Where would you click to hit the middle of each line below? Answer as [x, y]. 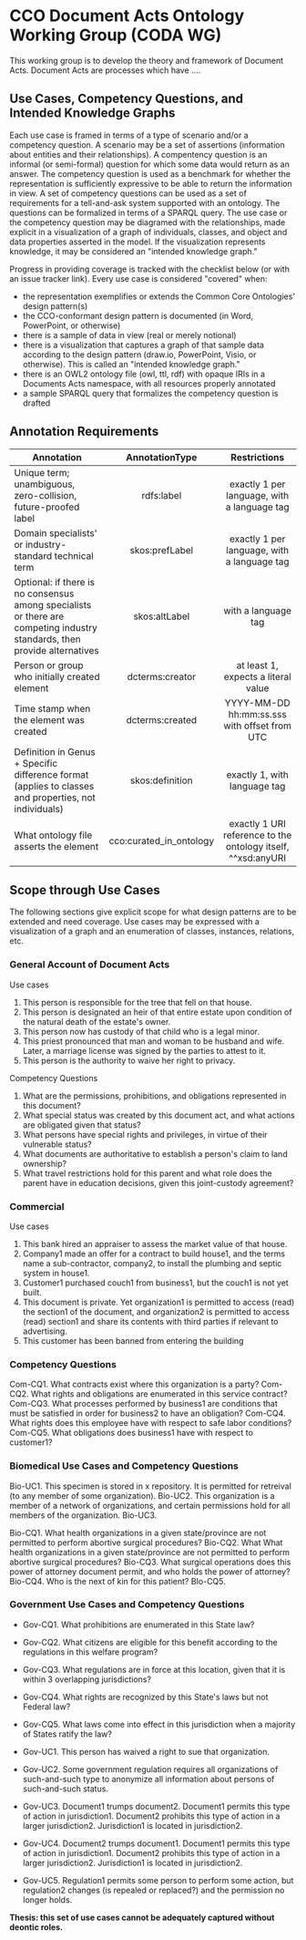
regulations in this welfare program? [90, 1652]
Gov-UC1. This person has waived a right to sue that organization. [146, 1751]
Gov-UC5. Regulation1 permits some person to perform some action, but [158, 1880]
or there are [39, 616]
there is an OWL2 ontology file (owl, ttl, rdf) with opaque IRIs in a [144, 374]
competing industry [56, 627]
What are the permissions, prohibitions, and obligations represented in [154, 1096]
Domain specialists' [56, 532]
